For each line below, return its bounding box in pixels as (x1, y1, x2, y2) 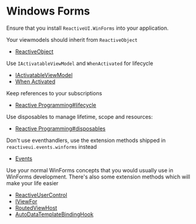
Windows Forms (6, 4, 90, 18)
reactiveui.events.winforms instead (6, 143, 97, 150)
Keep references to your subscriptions (6, 89, 103, 97)
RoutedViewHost (15, 204, 58, 211)
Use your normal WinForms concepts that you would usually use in (6, 166, 174, 174)
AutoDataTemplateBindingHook (15, 211, 94, 218)
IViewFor (15, 197, 38, 205)
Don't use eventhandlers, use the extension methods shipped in (6, 137, 166, 144)
